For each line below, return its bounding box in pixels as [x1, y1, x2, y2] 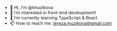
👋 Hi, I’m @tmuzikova [9, 5, 53, 10]
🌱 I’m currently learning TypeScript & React [9, 15, 98, 20]
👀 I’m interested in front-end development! [9, 10, 96, 15]
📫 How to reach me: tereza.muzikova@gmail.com [9, 20, 112, 26]
